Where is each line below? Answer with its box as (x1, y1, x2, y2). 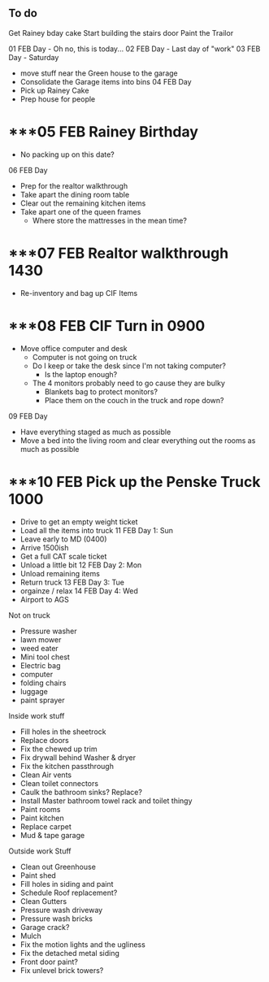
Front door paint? (20, 957, 79, 967)
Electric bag (20, 660, 61, 670)
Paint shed (20, 870, 57, 880)
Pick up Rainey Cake (20, 85, 89, 95)
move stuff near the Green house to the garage (20, 68, 178, 78)
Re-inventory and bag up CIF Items (20, 288, 138, 298)
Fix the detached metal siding (20, 948, 120, 958)
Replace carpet (20, 821, 72, 832)
